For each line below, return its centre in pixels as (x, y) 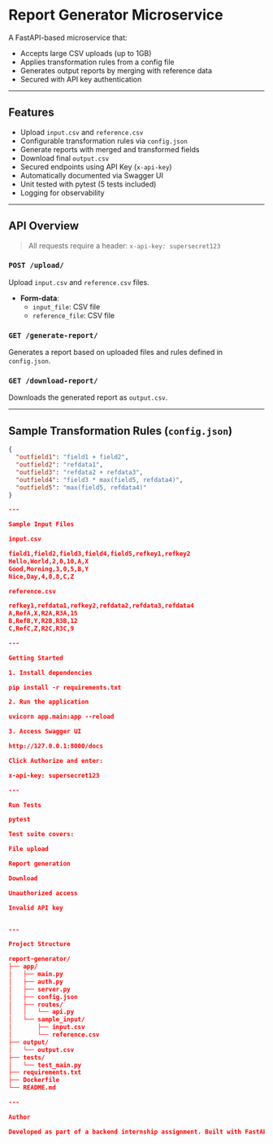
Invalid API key (36, 908)
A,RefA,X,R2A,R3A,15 (43, 614)
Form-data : (39, 298)
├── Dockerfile (34, 1080)
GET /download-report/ (53, 381)
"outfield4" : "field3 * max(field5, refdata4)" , (100, 480)
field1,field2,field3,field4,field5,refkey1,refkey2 (100, 554)
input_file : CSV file (66, 306)
